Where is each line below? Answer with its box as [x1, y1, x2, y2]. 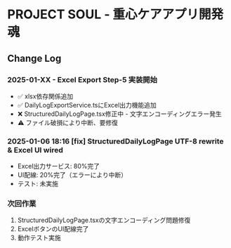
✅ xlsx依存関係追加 [17, 92, 74, 100]
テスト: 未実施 [17, 180, 58, 188]
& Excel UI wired [7, 145, 63, 155]
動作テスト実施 [17, 233, 61, 242]
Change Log [7, 52, 62, 64]
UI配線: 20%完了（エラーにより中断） [17, 171, 128, 179]
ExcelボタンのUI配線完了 [17, 225, 89, 233]
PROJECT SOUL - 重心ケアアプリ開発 [7, 6, 224, 22]
